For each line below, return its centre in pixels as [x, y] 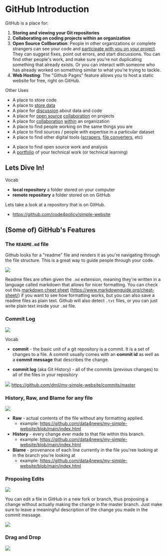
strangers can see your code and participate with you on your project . [84, 48]
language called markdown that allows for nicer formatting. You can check [82, 285]
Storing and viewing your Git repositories [56, 32]
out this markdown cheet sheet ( [38, 290]
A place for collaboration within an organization [61, 121]
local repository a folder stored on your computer [64, 189]
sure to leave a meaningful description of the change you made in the [77, 510]
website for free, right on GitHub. [46, 80]
